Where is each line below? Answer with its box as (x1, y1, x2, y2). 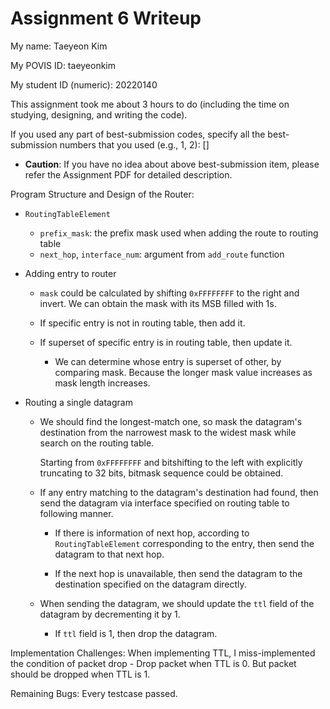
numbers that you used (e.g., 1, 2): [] (59, 138, 210, 151)
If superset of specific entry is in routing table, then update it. (39, 336, 293, 348)
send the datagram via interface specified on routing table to (39, 497, 290, 509)
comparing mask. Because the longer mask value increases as (54, 366, 313, 378)
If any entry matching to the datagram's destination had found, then (39, 486, 319, 498)
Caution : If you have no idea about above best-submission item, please (24, 158, 320, 170)
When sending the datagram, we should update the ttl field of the (39, 597, 315, 609)
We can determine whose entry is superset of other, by (54, 355, 282, 367)
